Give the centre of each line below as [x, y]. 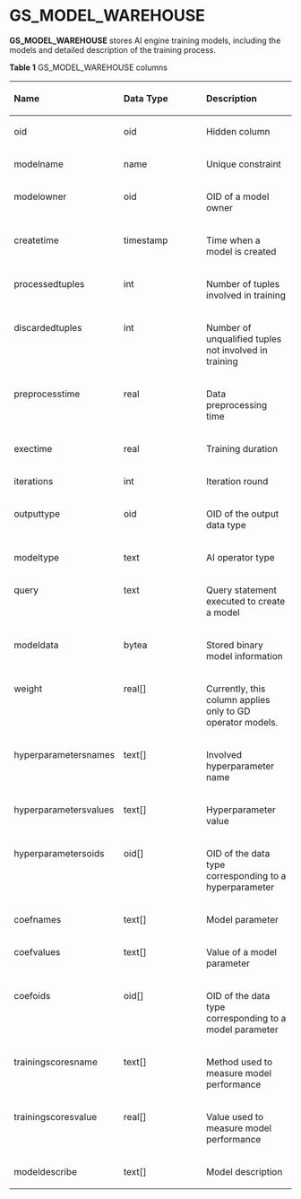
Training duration [242, 448]
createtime [37, 240]
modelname [39, 164]
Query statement [241, 590]
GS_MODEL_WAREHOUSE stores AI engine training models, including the [145, 40]
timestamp [146, 240]
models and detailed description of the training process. [113, 49]
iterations [34, 481]
